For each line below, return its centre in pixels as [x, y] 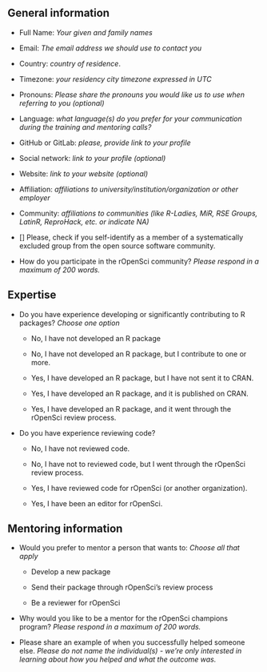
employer [35, 197]
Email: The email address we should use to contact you [110, 48]
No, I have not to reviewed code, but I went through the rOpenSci [138, 464]
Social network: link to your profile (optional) [92, 158]
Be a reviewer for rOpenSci [76, 603]
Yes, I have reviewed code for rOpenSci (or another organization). [139, 488]
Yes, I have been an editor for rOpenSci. [97, 503]
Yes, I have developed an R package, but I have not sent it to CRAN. [142, 378]
